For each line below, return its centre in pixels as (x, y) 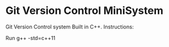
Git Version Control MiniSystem (84, 11)
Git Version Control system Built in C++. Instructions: (70, 27)
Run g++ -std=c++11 (30, 38)
